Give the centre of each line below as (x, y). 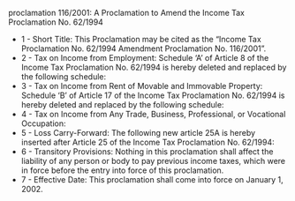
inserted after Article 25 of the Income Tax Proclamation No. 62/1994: (147, 142)
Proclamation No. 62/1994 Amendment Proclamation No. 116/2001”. (144, 48)
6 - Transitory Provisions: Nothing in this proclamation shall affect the (147, 152)
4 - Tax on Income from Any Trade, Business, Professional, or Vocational (153, 114)
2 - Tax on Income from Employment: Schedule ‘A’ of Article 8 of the (145, 58)
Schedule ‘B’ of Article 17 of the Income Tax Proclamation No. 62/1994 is (153, 95)
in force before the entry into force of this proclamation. (122, 170)
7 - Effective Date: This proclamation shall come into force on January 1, (152, 179)
